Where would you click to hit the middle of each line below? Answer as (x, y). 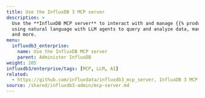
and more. (24, 35)
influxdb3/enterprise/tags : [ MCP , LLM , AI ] (63, 68)
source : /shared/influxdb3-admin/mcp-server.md (68, 86)
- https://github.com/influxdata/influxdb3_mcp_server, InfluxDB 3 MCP (105, 80)
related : (17, 74)
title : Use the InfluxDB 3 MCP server (56, 12)
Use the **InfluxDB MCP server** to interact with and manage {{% (98, 23)
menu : (13, 40)
